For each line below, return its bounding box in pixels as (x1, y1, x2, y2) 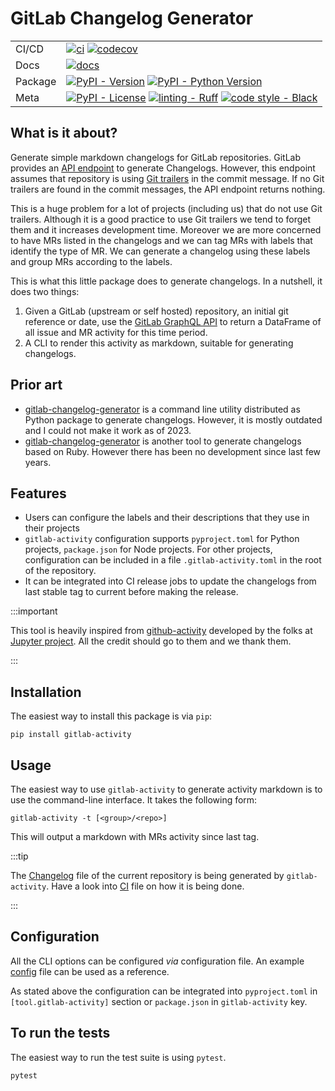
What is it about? (10, 125, 118, 142)
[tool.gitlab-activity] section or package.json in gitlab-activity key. (10, 995, 308, 1007)
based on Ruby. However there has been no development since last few (24, 445, 322, 457)
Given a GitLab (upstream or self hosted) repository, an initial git (24, 305, 289, 317)
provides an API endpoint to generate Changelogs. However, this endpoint (10, 162, 316, 174)
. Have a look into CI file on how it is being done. (46, 880, 245, 892)
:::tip (10, 850, 29, 862)
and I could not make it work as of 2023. (24, 424, 192, 436)
